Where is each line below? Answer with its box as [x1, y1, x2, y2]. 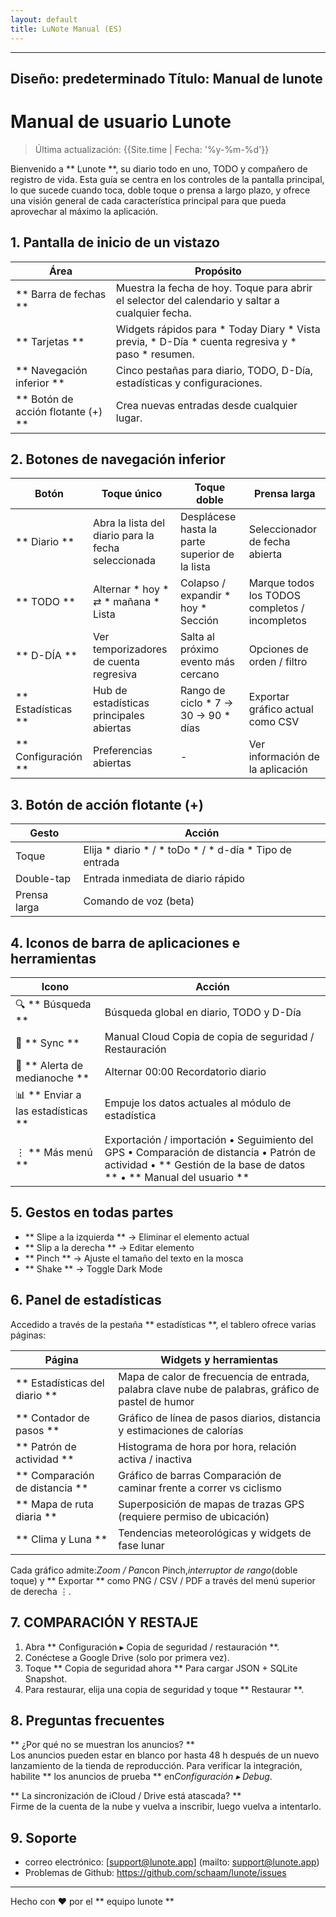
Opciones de [248, 642, 309, 656]
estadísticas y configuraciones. [115, 376, 263, 390]
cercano [179, 667, 220, 681]
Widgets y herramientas [160, 1352, 279, 1366]
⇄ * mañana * [92, 595, 160, 609]
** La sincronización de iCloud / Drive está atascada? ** [10, 1790, 242, 1802]
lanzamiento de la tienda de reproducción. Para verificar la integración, [10, 1760, 303, 1772]
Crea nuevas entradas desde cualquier [115, 398, 298, 412]
